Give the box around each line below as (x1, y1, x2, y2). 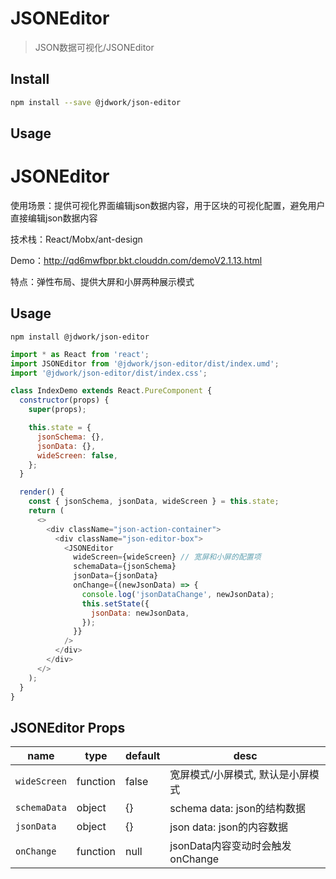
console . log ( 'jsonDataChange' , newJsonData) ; (81, 589, 275, 599)
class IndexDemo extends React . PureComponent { (10, 386, 213, 396)
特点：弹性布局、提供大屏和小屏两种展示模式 (10, 275, 195, 287)
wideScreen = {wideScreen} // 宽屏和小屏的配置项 (73, 552, 262, 562)
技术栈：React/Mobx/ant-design (10, 233, 143, 245)
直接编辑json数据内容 (10, 212, 98, 224)
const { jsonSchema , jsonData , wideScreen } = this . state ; (28, 497, 280, 507)
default (124, 749, 161, 763)
